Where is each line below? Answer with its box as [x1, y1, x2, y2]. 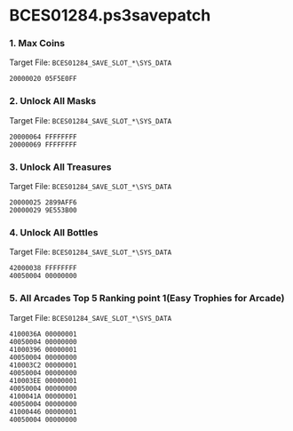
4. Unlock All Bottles [9, 227, 99, 238]
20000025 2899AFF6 [9, 198, 77, 207]
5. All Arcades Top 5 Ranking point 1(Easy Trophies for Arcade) [9, 292, 285, 305]
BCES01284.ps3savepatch [9, 5, 211, 26]
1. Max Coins [9, 37, 65, 50]
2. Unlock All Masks [9, 95, 97, 108]
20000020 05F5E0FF [9, 75, 77, 84]
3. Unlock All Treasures [9, 161, 112, 173]
